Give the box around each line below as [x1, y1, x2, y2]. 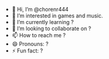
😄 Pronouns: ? [11, 40, 49, 48]
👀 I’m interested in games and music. [11, 12, 104, 19]
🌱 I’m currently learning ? [11, 19, 74, 25]
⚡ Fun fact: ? [11, 47, 43, 54]
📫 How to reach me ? [11, 32, 66, 39]
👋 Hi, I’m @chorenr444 [11, 6, 69, 13]
